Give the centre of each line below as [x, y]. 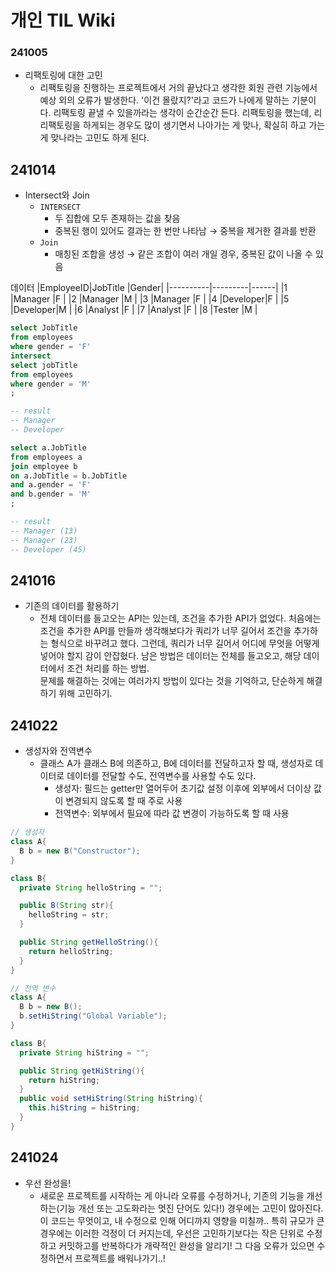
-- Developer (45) [48, 549]
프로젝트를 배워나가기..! [120, 1258]
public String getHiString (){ [82, 1071]
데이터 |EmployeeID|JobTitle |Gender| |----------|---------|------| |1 [149, 288]
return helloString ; [71, 951]
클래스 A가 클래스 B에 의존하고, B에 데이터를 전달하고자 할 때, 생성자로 [176, 763]
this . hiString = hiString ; [84, 1108]
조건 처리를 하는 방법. [108, 668]
